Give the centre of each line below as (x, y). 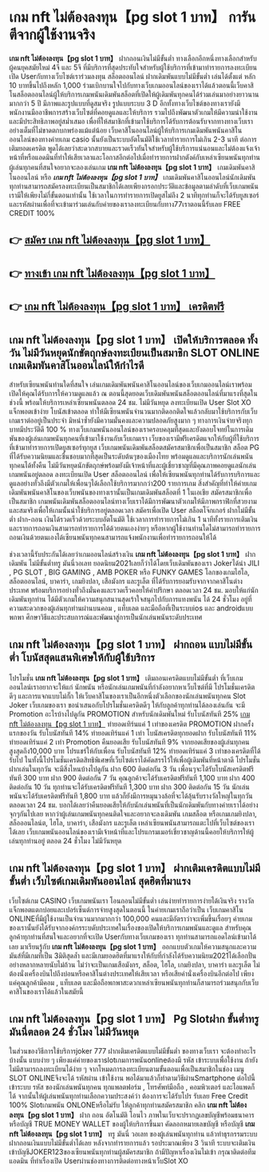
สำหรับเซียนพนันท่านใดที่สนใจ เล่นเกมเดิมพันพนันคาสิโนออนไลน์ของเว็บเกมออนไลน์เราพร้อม (131, 384)
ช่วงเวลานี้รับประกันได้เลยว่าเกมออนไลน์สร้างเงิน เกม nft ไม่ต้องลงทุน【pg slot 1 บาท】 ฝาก (133, 554)
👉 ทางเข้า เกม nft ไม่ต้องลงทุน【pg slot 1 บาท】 (112, 273)
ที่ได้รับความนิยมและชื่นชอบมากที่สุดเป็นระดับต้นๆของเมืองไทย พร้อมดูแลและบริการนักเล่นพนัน (131, 456)
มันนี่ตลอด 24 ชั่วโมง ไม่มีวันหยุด (74, 1032)
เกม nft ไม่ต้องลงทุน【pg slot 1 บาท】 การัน (133, 17)
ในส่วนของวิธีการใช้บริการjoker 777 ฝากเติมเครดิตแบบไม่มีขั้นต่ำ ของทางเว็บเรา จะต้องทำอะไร (133, 1051)
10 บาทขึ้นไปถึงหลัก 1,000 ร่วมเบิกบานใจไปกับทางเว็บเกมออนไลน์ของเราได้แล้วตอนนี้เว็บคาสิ (131, 85)
